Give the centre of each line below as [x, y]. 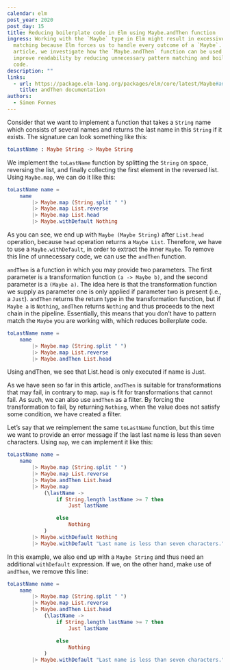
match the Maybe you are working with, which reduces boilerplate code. [107, 321]
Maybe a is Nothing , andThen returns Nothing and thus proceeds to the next [111, 306]
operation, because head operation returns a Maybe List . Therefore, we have [115, 242]
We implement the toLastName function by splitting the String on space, [108, 163]
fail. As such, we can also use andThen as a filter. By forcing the [96, 400]
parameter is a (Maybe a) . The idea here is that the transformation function [112, 284]
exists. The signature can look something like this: [78, 136]
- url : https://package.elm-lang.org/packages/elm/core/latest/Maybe [114, 84]
